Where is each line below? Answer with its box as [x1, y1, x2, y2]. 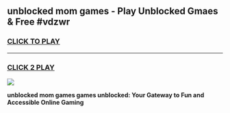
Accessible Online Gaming [7, 98, 84, 106]
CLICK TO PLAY [7, 37, 60, 47]
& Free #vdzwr [7, 16, 71, 28]
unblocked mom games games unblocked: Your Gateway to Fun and [7, 90, 205, 99]
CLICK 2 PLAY [7, 62, 55, 72]
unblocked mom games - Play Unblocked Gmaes [7, 5, 218, 17]
